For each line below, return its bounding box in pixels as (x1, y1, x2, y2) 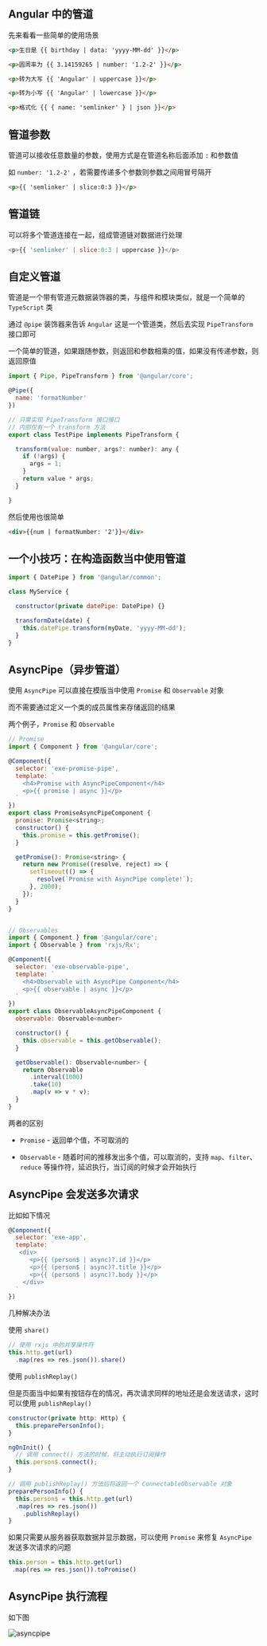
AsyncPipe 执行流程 (8, 1589, 108, 1604)
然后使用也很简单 (8, 512, 64, 521)
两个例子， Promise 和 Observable (8, 720, 115, 729)
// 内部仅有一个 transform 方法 (8, 423, 106, 431)
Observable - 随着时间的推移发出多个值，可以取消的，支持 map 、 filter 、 (19, 1152, 257, 1161)
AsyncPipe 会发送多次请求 (8, 1188, 139, 1201)
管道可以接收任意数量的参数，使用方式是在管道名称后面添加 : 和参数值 (8, 151, 239, 159)
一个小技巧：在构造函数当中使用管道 (8, 552, 186, 565)
